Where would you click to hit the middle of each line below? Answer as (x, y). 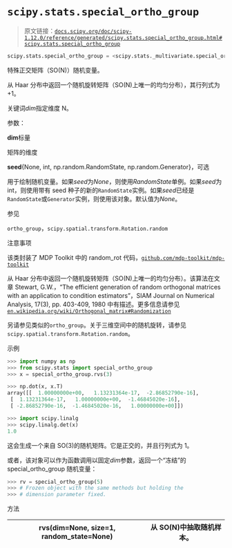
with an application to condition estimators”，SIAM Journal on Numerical (111, 295)
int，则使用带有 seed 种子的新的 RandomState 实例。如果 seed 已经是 (101, 190)
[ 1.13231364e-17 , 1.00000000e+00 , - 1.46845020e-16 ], (95, 399)
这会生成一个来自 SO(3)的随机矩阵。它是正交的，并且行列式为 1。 (100, 445)
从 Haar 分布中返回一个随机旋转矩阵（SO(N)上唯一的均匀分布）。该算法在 (110, 278)
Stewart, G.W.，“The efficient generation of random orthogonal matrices (118, 287)
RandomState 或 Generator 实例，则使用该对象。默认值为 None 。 (94, 198)
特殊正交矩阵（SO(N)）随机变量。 (55, 70)
